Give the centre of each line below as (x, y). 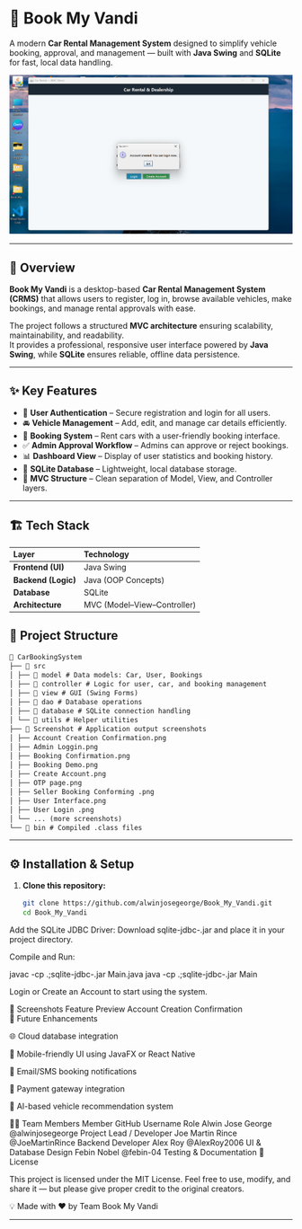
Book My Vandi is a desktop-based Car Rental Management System (138, 289)
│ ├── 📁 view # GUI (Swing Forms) (74, 694)
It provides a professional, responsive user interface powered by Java (139, 345)
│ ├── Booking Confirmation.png (70, 756)
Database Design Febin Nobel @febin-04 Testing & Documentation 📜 (137, 1153)
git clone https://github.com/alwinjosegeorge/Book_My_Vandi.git (147, 903)
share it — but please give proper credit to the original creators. (127, 1189)
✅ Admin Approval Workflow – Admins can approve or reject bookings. (155, 445)
